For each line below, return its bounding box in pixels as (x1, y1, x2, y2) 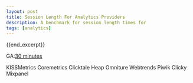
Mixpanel (6, 70, 29, 77)
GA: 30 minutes (6, 52, 42, 59)
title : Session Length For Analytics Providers (6, 14, 126, 20)
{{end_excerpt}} (6, 41, 45, 48)
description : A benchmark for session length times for (6, 19, 146, 25)
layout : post (6, 8, 38, 15)
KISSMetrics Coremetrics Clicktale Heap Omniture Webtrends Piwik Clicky (6, 64, 187, 71)
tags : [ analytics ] (6, 25, 51, 31)
